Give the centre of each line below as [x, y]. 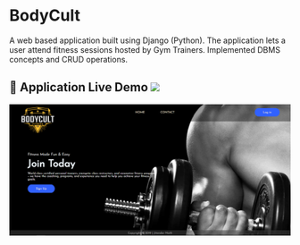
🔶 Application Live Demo [79, 87]
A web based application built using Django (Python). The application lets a [147, 40]
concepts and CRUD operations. [68, 59]
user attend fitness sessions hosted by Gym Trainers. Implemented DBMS [145, 49]
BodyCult [45, 16]
